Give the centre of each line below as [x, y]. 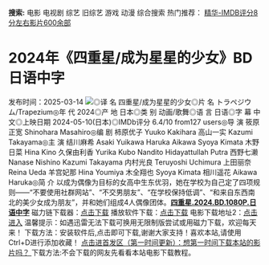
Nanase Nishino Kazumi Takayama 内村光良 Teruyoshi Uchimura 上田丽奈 [130, 162]
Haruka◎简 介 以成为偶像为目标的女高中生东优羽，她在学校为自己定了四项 [131, 182]
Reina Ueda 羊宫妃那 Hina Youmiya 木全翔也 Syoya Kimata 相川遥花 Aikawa [133, 172]
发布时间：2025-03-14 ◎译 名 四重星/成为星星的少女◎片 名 [112, 102]
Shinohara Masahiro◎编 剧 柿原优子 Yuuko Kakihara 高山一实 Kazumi [138, 132]
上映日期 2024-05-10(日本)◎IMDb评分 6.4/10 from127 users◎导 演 [133, 122]
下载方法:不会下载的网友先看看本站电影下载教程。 [113, 252]
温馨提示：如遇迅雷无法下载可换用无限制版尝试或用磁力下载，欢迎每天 [140, 222]
